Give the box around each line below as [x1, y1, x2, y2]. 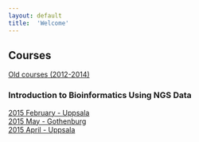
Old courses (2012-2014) [8, 69, 90, 80]
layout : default [8, 11, 62, 20]
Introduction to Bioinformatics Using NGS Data [8, 89, 193, 101]
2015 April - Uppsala [8, 124, 76, 134]
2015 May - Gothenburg [8, 116, 87, 126]
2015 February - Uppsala [8, 108, 90, 117]
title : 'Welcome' [8, 19, 69, 27]
